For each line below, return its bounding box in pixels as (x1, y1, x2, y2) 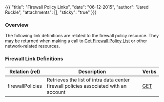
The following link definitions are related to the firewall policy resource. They (5, 33, 159, 39)
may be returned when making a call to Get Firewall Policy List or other (5, 38, 147, 44)
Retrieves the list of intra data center (46, 76, 130, 83)
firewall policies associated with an (46, 82, 127, 89)
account (46, 88, 66, 95)
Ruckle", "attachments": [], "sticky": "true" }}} (5, 9, 97, 15)
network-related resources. (5, 43, 60, 49)
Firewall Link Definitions (5, 55, 63, 62)
